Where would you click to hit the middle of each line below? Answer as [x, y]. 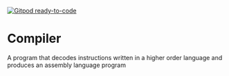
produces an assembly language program [67, 65]
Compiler [34, 39]
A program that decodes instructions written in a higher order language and [115, 57]
